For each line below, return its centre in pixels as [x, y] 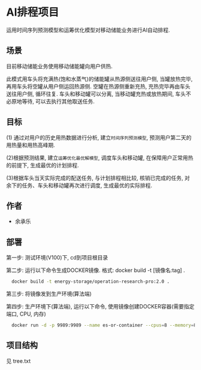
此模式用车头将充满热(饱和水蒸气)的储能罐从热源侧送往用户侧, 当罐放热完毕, [100, 79]
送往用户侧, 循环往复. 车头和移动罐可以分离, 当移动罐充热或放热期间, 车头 [96, 94]
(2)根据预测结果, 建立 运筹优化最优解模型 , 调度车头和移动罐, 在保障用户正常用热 [100, 158]
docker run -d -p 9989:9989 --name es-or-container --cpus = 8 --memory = [103, 325]
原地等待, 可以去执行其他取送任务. [53, 101]
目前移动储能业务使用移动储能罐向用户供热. [60, 66]
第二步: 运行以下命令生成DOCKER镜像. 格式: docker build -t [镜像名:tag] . [96, 270]
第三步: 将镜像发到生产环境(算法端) [49, 294]
